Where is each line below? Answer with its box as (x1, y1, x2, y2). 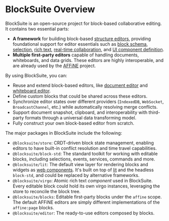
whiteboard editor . (12, 87, 51, 93)
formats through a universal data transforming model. (25, 114, 137, 120)
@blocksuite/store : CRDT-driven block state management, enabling (12, 140, 154, 146)
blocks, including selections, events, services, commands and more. (12, 156, 155, 162)
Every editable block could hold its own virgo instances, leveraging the (12, 183, 160, 189)
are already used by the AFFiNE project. (12, 62, 96, 69)
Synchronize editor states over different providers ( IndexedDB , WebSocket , (12, 98, 164, 105)
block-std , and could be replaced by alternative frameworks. (12, 172, 140, 178)
